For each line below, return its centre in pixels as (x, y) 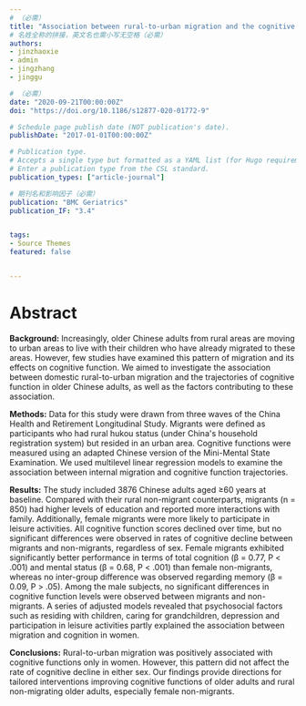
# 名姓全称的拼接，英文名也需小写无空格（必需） (88, 35)
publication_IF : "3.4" (52, 210)
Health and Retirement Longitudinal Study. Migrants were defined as (138, 424)
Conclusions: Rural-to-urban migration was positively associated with (141, 652)
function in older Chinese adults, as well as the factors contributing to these (152, 386)
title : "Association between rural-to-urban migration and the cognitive (153, 26)
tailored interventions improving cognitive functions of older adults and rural (152, 681)
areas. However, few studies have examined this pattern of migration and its (152, 357)
